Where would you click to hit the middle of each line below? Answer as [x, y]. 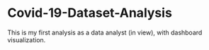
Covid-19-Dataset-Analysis [90, 13]
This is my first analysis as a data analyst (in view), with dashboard [105, 32]
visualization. [27, 39]
